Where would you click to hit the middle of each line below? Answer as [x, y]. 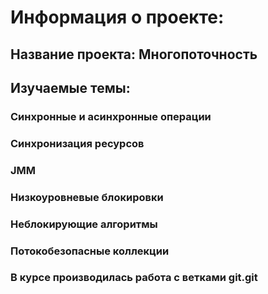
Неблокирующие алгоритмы [84, 224]
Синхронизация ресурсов [77, 143]
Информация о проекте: [117, 17]
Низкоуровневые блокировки [87, 197]
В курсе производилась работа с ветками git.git [134, 278]
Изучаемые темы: [70, 87]
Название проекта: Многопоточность [134, 54]
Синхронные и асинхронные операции [111, 116]
